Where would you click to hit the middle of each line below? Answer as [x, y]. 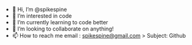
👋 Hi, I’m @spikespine [39, 9]
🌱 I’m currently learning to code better [60, 22]
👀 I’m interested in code [42, 16]
